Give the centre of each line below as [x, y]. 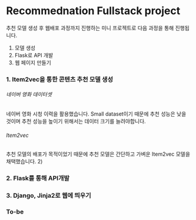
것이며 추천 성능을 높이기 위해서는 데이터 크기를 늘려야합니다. [76, 122]
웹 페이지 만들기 [33, 63]
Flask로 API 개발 [34, 55]
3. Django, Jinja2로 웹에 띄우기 [49, 196]
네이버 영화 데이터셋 [29, 94]
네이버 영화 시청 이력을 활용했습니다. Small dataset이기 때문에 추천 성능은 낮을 [96, 114]
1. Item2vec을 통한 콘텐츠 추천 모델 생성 [60, 79]
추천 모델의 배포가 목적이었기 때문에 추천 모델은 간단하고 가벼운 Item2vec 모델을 [98, 154]
